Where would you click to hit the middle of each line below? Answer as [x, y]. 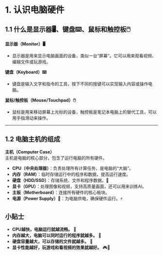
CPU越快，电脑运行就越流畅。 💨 [44, 229]
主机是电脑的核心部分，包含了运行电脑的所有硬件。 [56, 158]
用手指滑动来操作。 [31, 118]
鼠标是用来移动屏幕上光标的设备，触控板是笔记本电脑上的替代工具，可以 [84, 112]
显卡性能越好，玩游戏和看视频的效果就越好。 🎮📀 [61, 247]
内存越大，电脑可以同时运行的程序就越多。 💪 [57, 235]
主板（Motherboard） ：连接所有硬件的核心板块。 [61, 192]
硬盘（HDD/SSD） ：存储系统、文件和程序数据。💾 [60, 180]
